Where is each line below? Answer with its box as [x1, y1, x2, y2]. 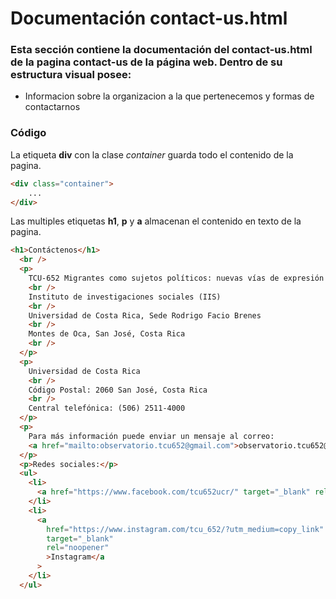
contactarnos [24, 101, 81, 113]
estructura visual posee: [10, 68, 132, 82]
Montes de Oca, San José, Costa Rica [28, 329, 186, 339]
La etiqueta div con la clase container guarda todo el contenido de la [10, 148, 294, 161]
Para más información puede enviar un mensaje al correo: [28, 431, 275, 441]
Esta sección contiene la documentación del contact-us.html [10, 43, 313, 57]
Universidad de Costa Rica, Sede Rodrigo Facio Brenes [28, 310, 262, 321]
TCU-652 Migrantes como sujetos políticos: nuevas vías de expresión [28, 273, 325, 284]
